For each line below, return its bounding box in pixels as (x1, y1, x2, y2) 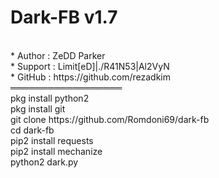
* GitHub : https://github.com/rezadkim (10, 71, 171, 83)
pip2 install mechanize (10, 145, 103, 157)
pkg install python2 (10, 92, 90, 104)
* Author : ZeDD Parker (10, 49, 106, 61)
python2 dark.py (10, 156, 79, 168)
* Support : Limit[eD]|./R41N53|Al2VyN (10, 60, 170, 72)
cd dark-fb (10, 124, 55, 136)
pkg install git (10, 102, 66, 115)
